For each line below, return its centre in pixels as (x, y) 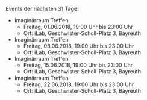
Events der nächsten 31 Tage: (42, 9)
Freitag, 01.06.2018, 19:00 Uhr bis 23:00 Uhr (78, 27)
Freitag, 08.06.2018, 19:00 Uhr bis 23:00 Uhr (79, 46)
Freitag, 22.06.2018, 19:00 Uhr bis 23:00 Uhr (79, 84)
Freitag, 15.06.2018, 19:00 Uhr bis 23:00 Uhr (78, 65)
